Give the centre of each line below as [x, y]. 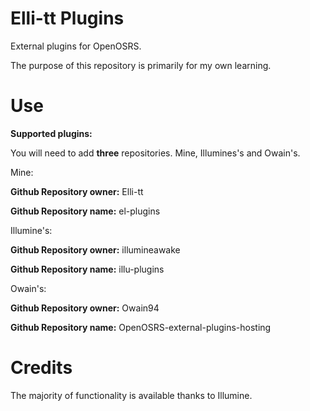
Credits [41, 368]
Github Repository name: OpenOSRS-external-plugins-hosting [141, 327]
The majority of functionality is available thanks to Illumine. [131, 395]
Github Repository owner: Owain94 [85, 308]
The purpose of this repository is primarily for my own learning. [141, 65]
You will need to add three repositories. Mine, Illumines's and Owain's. [155, 153]
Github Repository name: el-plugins [85, 211]
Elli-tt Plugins [67, 18]
